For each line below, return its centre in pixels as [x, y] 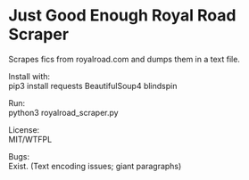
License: [24, 129]
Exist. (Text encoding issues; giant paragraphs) [95, 166]
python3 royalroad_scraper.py [63, 112]
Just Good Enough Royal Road [122, 16]
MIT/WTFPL [30, 139]
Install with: [29, 76]
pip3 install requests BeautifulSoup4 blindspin [93, 86]
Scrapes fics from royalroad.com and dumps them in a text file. [124, 59]
